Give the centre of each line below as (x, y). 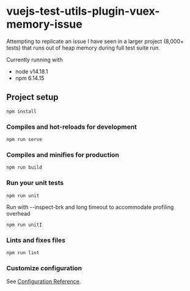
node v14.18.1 (31, 71)
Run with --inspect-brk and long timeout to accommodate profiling (90, 207)
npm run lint (23, 252)
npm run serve (24, 140)
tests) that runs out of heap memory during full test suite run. (83, 48)
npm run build (24, 168)
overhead (18, 213)
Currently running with (35, 59)
